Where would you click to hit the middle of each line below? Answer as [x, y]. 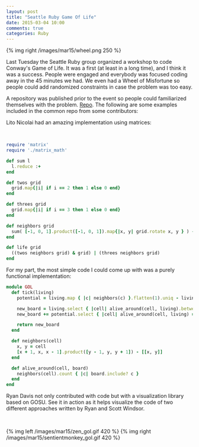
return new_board [38, 325]
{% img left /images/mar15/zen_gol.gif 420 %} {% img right [78, 432]
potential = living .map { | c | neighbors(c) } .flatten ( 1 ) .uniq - [98, 298]
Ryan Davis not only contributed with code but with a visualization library [95, 396]
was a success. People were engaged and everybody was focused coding [97, 74]
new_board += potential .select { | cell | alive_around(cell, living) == [107, 314]
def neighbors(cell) [37, 341]
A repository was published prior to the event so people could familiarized [96, 99]
